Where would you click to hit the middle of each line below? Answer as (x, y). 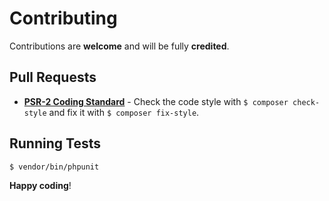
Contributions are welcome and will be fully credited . (119, 46)
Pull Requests (53, 77)
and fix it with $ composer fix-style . (124, 112)
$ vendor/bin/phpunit (54, 167)
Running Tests (55, 143)
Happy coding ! (40, 186)
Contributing (63, 18)
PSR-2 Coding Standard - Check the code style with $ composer (156, 101)
